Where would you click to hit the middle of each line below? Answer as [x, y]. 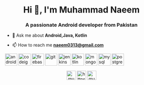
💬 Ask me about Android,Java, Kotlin [49, 35]
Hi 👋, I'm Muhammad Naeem [81, 10]
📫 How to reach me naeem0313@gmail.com [58, 45]
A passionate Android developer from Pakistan [81, 25]
